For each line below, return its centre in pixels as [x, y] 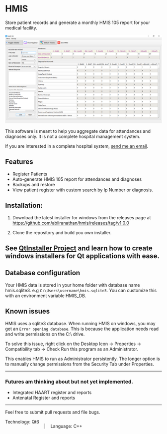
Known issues [28, 311]
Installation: [24, 206]
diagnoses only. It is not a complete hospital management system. [73, 136]
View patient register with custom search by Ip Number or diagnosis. [83, 190]
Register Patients [30, 174]
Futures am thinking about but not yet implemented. [69, 382]
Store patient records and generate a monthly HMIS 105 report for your [78, 22]
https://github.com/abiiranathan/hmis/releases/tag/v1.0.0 [71, 223]
